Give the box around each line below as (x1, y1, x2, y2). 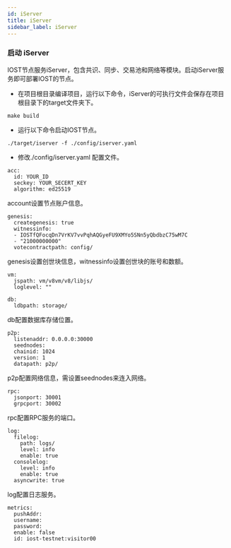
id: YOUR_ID (13, 173, 49, 180)
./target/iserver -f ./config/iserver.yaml (7, 139, 138, 147)
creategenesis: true (13, 219, 74, 226)
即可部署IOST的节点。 (13, 74, 78, 83)
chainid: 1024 (13, 347, 55, 355)
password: (13, 523, 42, 530)
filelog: (13, 434, 40, 441)
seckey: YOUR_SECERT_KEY (13, 179, 87, 186)
